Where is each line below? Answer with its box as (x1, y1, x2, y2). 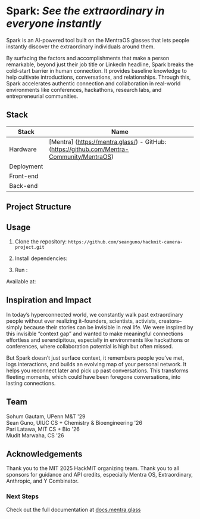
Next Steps (6, 492, 39, 501)
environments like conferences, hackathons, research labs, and (6, 86, 162, 93)
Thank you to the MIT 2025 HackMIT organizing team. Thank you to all (6, 465, 180, 472)
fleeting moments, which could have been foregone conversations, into (6, 373, 181, 380)
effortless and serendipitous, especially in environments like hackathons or (6, 336, 190, 344)
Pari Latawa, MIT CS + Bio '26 (6, 425, 80, 432)
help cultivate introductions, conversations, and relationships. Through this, (6, 73, 191, 81)
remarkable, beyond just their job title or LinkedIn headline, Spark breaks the (6, 61, 194, 68)
